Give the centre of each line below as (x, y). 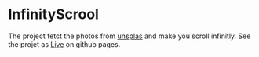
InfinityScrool (54, 14)
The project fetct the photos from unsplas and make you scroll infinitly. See (129, 36)
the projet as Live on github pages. (64, 44)
